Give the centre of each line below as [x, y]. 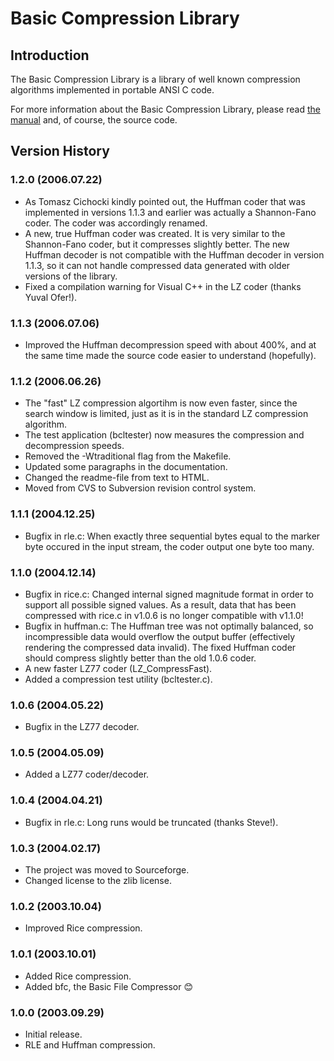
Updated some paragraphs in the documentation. [126, 467]
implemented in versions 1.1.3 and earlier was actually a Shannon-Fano [170, 212]
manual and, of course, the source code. [94, 120]
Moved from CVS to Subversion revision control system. [140, 488]
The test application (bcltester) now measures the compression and [164, 435]
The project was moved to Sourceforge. [107, 870]
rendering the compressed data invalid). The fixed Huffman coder [160, 647]
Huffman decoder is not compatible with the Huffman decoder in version [174, 254]
